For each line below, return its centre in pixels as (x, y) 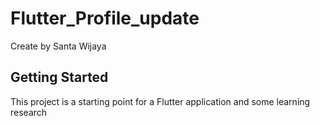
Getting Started (59, 77)
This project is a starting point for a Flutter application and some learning (160, 101)
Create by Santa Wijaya (58, 46)
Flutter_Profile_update (105, 18)
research (29, 112)
